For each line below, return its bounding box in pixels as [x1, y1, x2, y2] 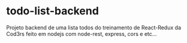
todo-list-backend [6, 4, 99, 18]
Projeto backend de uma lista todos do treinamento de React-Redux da [6, 24, 182, 31]
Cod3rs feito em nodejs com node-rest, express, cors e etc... [6, 30, 157, 37]
